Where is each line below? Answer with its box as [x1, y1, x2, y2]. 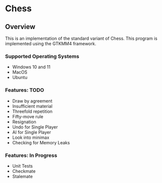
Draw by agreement [12, 98, 53, 104]
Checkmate [12, 168, 36, 174]
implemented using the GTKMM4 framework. [5, 41, 97, 47]
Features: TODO [5, 87, 44, 94]
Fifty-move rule [12, 113, 43, 119]
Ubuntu [12, 75, 28, 80]
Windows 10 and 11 [12, 64, 51, 70]
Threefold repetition [12, 108, 53, 114]
